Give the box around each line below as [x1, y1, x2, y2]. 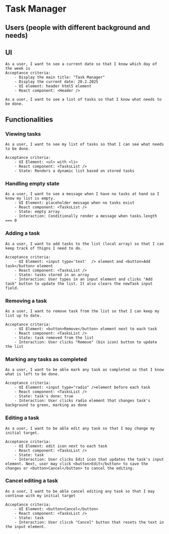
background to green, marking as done [5, 403, 87, 408]
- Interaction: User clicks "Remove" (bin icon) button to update [14, 339, 157, 344]
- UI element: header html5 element [14, 84, 92, 89]
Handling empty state [5, 180, 60, 187]
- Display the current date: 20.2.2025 [14, 79, 99, 84]
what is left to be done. [5, 372, 60, 377]
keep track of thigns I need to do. [5, 246, 82, 251]
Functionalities [5, 115, 53, 124]
